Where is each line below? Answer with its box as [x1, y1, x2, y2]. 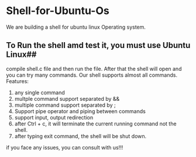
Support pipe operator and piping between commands [14, 107, 146, 115]
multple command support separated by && [14, 95, 120, 102]
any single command [14, 89, 66, 96]
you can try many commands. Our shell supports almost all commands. [6, 71, 177, 78]
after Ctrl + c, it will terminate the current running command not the [14, 120, 177, 127]
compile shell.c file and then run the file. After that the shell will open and [6, 65, 182, 72]
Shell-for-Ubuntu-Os [6, 4, 109, 18]
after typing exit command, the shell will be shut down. [14, 132, 147, 139]
